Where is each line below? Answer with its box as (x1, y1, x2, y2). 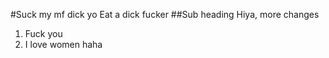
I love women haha (24, 39, 103, 50)
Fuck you (24, 28, 63, 39)
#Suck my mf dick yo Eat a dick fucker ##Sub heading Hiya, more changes (10, 9, 320, 20)
